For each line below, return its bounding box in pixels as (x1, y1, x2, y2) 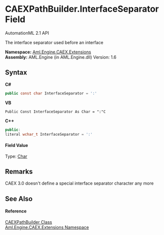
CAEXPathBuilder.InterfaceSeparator (5, 3, 159, 15)
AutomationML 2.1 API (5, 30, 49, 36)
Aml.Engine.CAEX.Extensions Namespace (5, 224, 89, 230)
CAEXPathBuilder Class (5, 219, 52, 225)
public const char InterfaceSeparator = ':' (5, 91, 97, 96)
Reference (5, 208, 27, 214)
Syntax (5, 69, 27, 77)
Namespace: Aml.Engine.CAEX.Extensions (5, 49, 91, 55)
